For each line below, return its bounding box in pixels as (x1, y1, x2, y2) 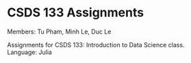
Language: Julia (7, 48, 53, 56)
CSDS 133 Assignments (7, 5, 144, 21)
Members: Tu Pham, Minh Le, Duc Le (7, 27, 112, 36)
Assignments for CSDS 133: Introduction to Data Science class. (7, 40, 185, 49)
